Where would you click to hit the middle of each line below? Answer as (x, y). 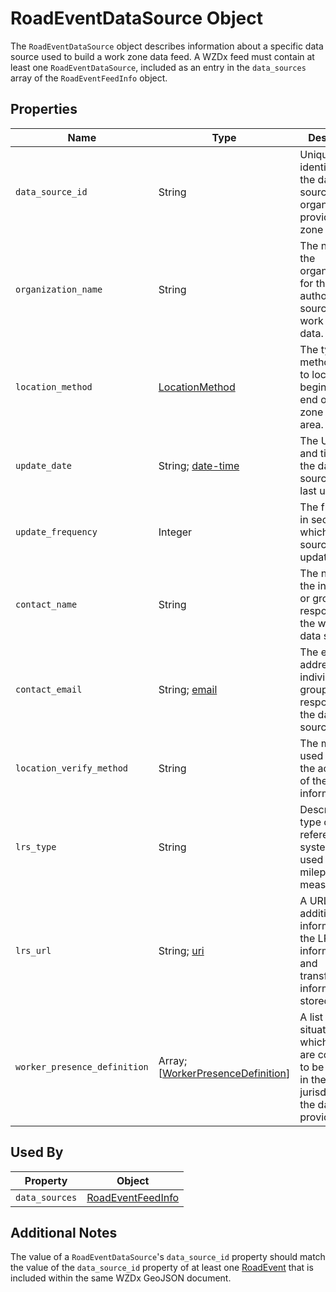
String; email (188, 689)
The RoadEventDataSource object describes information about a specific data (167, 46)
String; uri (181, 950)
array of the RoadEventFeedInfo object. (89, 78)
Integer (175, 532)
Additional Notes (64, 1232)
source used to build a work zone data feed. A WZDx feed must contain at (162, 56)
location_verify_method (72, 768)
